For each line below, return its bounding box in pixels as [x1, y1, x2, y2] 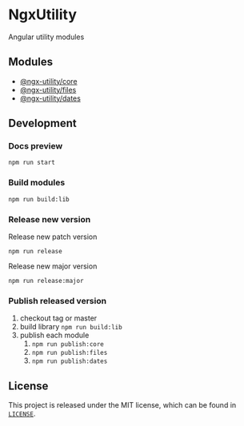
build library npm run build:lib [19, 322, 122, 332]
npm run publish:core [31, 340, 104, 348]
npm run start [8, 158, 56, 167]
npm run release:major [8, 277, 84, 285]
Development [8, 117, 78, 130]
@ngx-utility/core [19, 76, 78, 86]
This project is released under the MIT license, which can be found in [8, 400, 237, 410]
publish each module [19, 330, 90, 340]
